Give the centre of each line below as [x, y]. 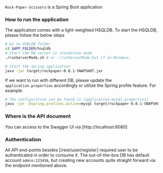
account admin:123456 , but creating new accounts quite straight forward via [80, 160]
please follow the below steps [35, 35]
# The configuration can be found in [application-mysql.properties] [77, 99]
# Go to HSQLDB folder [28, 44]
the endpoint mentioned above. [36, 165]
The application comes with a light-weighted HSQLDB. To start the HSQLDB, [81, 30]
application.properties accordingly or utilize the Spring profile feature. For [81, 85]
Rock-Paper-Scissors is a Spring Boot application [54, 7]
